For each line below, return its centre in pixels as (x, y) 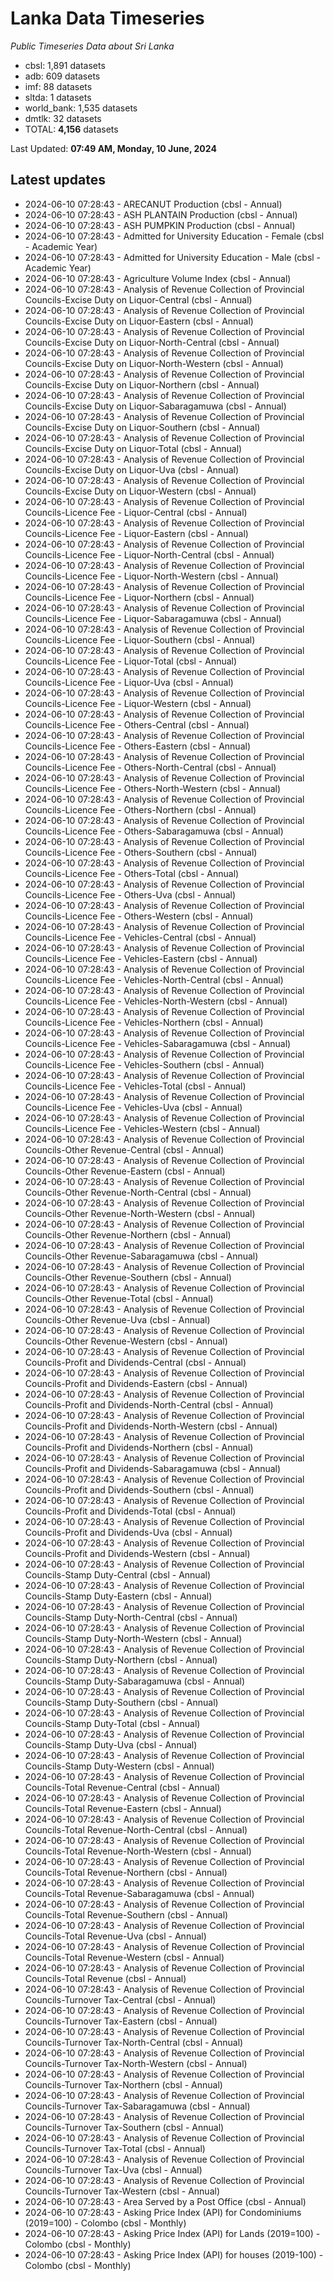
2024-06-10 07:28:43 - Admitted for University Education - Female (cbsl (174, 236)
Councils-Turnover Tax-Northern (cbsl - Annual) (123, 2084)
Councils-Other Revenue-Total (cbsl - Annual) (119, 1298)
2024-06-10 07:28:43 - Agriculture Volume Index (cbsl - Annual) (158, 278)
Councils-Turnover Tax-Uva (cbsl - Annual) (113, 2169)
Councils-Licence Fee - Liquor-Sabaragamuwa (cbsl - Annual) (153, 618)
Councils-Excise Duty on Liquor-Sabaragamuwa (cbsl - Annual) (155, 406)
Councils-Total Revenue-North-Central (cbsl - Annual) (136, 1829)
